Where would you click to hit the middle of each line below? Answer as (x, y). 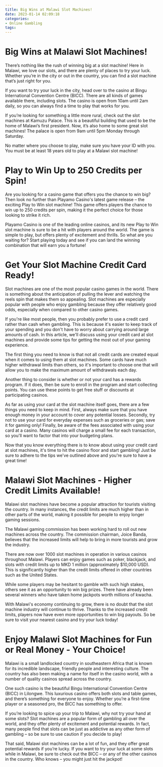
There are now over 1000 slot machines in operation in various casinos (76, 554)
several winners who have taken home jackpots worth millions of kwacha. (79, 595)
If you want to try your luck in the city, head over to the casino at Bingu (76, 90)
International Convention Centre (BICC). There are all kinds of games (74, 96)
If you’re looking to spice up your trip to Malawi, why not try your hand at (78, 713)
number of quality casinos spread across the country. (59, 679)
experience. (17, 345)
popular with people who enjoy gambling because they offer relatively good (81, 304)
